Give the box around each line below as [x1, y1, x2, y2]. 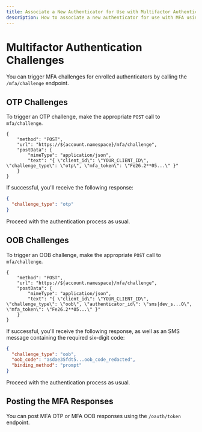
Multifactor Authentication [6, 40, 142, 54]
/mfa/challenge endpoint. [6, 80, 69, 87]
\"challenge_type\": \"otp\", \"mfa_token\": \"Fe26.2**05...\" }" [6, 163, 179, 169]
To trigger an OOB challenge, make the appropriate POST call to [6, 251, 161, 258]
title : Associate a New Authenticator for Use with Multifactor [6, 8, 171, 15]
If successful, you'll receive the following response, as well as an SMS [6, 327, 180, 335]
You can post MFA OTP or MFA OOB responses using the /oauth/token [6, 412, 182, 419]
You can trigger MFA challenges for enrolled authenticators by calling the [6, 73, 188, 80]
